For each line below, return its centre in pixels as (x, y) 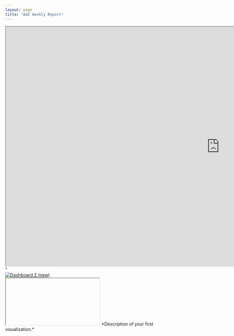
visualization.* (20, 329)
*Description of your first (127, 324)
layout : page (19, 10)
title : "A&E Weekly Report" (34, 14)
